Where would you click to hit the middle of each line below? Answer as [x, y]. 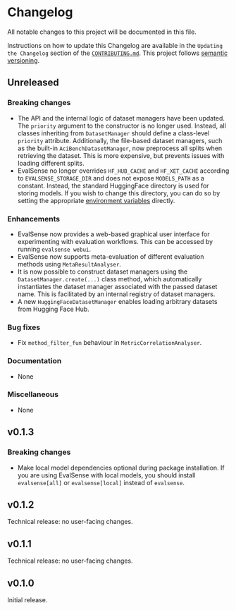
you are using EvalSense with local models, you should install [106, 475]
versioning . [24, 60]
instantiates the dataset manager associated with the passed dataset [117, 286]
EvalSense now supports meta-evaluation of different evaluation [111, 256]
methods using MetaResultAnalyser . [69, 264]
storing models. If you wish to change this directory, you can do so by [119, 193]
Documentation [35, 361]
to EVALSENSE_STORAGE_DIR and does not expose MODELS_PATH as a [111, 178]
